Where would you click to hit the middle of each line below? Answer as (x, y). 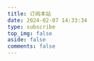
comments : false (31, 46)
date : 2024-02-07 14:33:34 (47, 20)
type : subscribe (31, 27)
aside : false (27, 40)
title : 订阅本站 (29, 14)
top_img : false (30, 33)
